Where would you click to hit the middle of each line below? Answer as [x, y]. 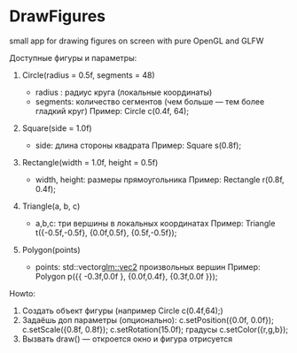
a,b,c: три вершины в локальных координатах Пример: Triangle [155, 223]
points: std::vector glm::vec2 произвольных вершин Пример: [148, 266]
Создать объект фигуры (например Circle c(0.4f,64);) [122, 311]
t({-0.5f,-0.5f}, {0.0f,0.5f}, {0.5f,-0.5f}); [106, 233]
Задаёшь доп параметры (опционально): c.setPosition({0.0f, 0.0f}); [148, 319]
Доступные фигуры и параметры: [73, 58]
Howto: [22, 293]
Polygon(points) [51, 249]
